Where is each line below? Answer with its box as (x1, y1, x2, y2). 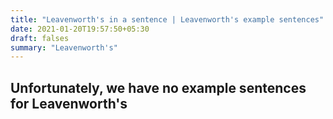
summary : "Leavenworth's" (10, 42, 118, 53)
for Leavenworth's (10, 95, 128, 112)
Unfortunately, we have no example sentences (10, 79, 307, 96)
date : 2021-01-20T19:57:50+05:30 (10, 24, 150, 34)
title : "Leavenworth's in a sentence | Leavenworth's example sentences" (10, 14, 325, 25)
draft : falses (10, 33, 70, 43)
